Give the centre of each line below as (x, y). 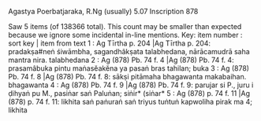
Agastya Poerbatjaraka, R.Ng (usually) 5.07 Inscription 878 (103, 11)
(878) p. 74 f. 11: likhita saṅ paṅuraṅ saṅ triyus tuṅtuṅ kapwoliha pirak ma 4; (130, 102)
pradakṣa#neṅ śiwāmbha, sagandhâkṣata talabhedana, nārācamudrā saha (129, 51)
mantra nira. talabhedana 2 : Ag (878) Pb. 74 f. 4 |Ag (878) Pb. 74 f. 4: (121, 60)
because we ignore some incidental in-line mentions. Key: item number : (125, 35)
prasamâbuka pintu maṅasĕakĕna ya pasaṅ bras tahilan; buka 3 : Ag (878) (129, 68)
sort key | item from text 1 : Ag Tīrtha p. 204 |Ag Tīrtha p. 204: (110, 43)
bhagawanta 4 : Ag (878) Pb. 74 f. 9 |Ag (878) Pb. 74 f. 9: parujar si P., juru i (131, 85)
